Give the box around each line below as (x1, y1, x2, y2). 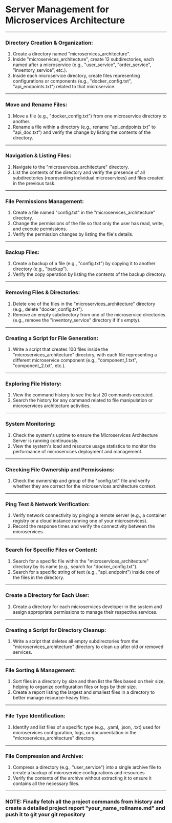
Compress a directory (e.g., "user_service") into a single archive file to (12, 764, 161, 770)
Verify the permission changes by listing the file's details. (12, 231, 134, 237)
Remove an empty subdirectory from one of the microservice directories (12, 311, 165, 317)
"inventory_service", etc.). (12, 67, 68, 73)
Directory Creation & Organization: (5, 39, 93, 46)
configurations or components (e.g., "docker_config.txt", (12, 78, 132, 84)
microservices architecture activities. (12, 403, 91, 409)
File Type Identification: (5, 712, 66, 719)
